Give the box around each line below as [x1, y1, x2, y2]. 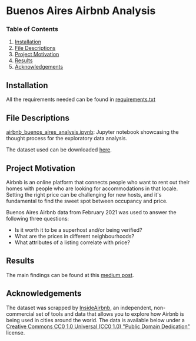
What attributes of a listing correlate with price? [14, 239, 131, 246]
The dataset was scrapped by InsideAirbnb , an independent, [6, 304, 153, 311]
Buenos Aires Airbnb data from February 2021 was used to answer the [6, 208, 177, 215]
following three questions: [6, 215, 69, 222]
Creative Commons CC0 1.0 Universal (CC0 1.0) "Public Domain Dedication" [6, 323, 190, 330]
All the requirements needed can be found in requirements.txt [6, 96, 156, 103]
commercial [6, 310, 35, 318]
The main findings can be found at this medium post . [6, 271, 134, 278]
